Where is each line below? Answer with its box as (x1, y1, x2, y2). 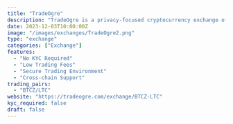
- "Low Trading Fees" (13, 61, 76, 68)
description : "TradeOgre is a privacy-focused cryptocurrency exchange (7, 17, 218, 23)
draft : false (7, 106, 45, 113)
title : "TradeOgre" (7, 10, 64, 17)
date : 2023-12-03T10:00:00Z (7, 23, 89, 30)
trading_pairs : (7, 81, 51, 87)
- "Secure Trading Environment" (13, 68, 107, 74)
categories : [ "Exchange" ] (7, 42, 82, 49)
